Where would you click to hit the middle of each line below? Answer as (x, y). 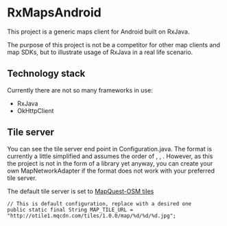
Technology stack (46, 74)
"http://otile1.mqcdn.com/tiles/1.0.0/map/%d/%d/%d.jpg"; (92, 216)
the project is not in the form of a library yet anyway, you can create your (110, 163)
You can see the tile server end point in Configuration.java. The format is (110, 149)
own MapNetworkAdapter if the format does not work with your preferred (111, 171)
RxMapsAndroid (54, 13)
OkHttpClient (35, 110)
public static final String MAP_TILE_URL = (70, 210)
